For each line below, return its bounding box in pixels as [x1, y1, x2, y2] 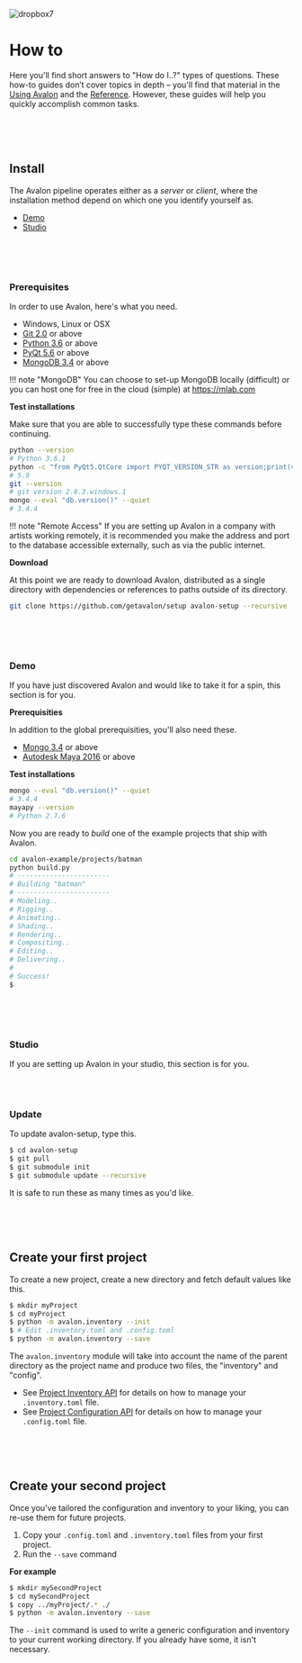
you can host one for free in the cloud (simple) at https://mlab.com [9, 384, 256, 395]
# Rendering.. [9, 930, 63, 939]
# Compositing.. [9, 938, 70, 947]
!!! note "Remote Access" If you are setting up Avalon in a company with [9, 520, 276, 531]
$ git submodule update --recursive [9, 1170, 147, 1179]
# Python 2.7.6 [9, 811, 67, 820]
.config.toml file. [22, 1416, 87, 1426]
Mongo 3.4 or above [22, 742, 99, 753]
